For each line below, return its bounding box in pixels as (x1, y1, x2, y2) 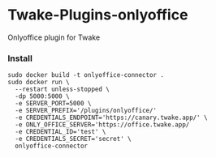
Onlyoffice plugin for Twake (7, 32, 101, 42)
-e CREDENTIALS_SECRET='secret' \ (15, 135, 132, 143)
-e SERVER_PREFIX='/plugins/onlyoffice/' (15, 107, 158, 115)
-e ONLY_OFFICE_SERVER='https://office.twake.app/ (15, 121, 190, 129)
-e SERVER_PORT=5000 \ (15, 100, 92, 108)
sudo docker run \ (7, 79, 70, 87)
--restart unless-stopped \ (15, 85, 110, 94)
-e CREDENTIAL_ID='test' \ (15, 128, 106, 136)
